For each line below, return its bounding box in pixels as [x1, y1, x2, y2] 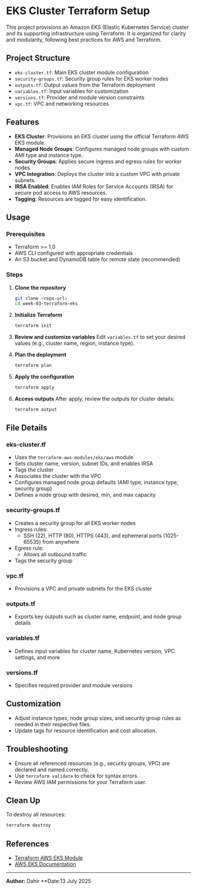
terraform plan [14, 363, 52, 368]
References [6, 839, 49, 849]
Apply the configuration [14, 373, 74, 380]
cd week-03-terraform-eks [14, 301, 78, 307]
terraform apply [14, 384, 55, 391]
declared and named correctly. [14, 766, 89, 773]
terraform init [14, 323, 52, 329]
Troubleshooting [6, 744, 69, 754]
